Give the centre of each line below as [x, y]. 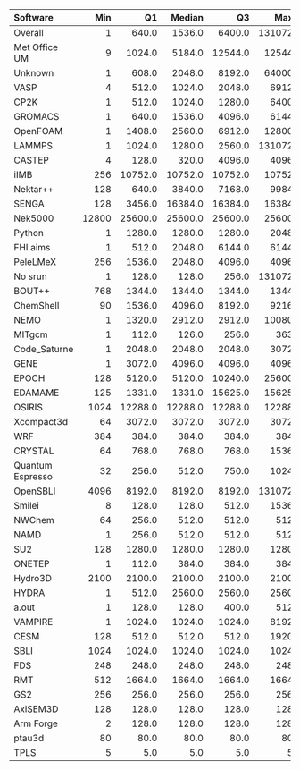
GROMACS [37, 117]
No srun [30, 276]
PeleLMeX [35, 262]
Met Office [36, 47]
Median [187, 17]
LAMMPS [33, 145]
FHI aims [32, 247]
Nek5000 [34, 218]
